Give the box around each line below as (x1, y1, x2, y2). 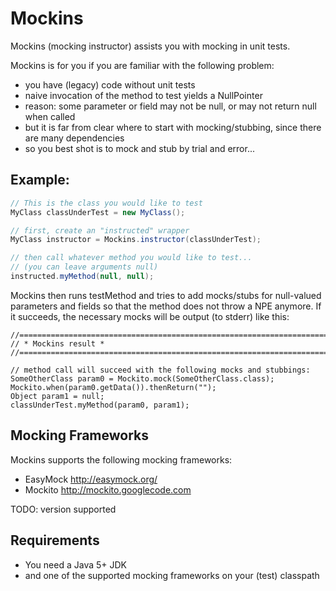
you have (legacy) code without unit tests (24, 78, 196, 91)
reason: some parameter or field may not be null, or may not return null (24, 100, 317, 112)
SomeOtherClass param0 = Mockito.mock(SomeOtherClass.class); (10, 373, 275, 384)
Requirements (10, 532, 100, 549)
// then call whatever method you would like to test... (10, 253, 253, 263)
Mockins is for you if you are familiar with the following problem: (10, 59, 275, 71)
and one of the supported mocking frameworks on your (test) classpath (24, 569, 320, 581)
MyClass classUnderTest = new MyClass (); (10, 207, 186, 217)
